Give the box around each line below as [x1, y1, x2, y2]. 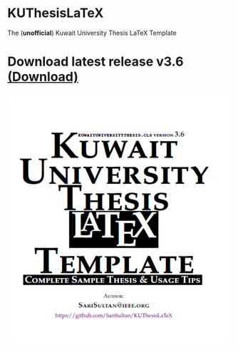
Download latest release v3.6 [7, 53, 184, 70]
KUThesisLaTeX [7, 5, 104, 21]
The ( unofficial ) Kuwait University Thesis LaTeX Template [7, 29, 177, 37]
